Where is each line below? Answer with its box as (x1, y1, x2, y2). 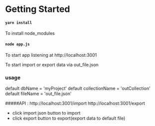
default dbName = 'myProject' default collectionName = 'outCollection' (5, 85, 151, 91)
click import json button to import (12, 110, 81, 116)
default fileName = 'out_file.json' (5, 91, 72, 97)
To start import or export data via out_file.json (5, 61, 99, 68)
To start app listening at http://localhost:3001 (5, 52, 97, 58)
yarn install (5, 20, 32, 25)
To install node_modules (5, 30, 55, 36)
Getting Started (5, 3, 71, 15)
